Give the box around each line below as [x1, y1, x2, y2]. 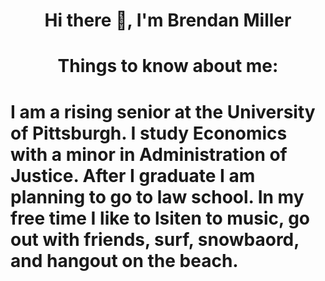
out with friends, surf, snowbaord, [10, 228, 300, 251]
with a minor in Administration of [10, 143, 288, 166]
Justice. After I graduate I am [10, 164, 256, 187]
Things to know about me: [57, 55, 279, 78]
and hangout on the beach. [10, 249, 239, 272]
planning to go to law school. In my [10, 185, 305, 208]
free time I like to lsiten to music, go [10, 207, 311, 229]
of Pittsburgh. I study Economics [10, 122, 288, 144]
